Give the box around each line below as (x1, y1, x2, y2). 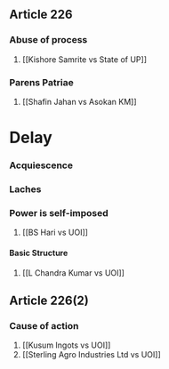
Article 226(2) (9, 293, 89, 308)
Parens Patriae (9, 76, 74, 88)
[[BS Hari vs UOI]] (21, 227, 89, 238)
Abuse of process (9, 34, 88, 46)
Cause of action (9, 319, 79, 332)
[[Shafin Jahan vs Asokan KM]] (21, 96, 137, 107)
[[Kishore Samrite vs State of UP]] (21, 53, 147, 65)
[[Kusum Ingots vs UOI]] (21, 340, 111, 350)
